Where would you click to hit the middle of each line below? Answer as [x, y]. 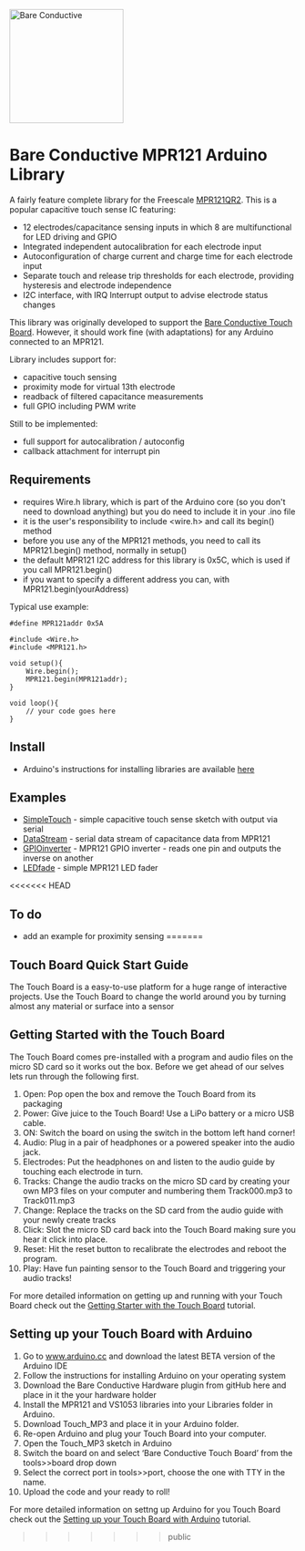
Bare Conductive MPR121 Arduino [139, 155]
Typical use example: [49, 606]
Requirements [50, 480]
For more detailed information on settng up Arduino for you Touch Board [145, 1509]
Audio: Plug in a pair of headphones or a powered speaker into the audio [159, 1142]
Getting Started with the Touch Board [117, 1035]
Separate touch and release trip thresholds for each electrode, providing [158, 275]
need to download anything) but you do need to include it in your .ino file [159, 512]
